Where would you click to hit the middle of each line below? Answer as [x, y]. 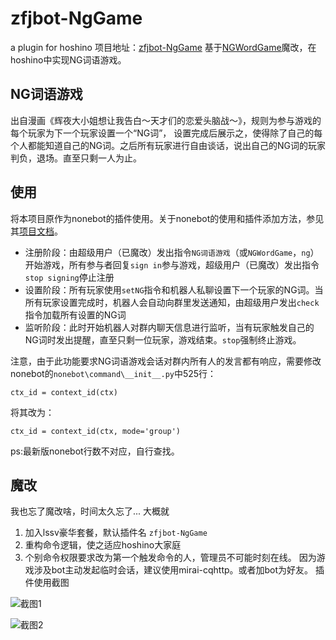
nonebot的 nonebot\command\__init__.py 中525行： [113, 373]
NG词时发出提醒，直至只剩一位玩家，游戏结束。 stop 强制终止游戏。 [163, 339]
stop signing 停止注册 [69, 277]
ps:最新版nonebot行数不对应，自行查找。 [95, 451]
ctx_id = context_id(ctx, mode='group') [96, 431]
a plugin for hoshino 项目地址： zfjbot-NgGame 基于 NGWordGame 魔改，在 [163, 47]
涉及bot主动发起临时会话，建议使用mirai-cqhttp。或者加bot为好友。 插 [179, 570]
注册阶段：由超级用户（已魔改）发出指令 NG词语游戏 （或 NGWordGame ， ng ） [172, 252]
